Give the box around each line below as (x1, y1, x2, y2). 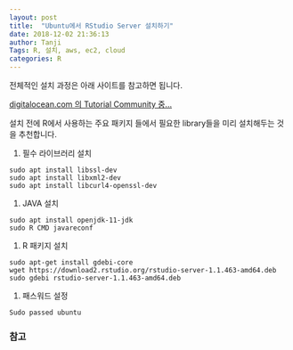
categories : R (9, 54, 62, 63)
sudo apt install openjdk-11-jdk (9, 216, 134, 224)
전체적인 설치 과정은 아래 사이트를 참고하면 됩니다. (9, 80, 183, 90)
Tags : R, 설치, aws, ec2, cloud (9, 46, 126, 55)
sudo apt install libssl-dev (9, 166, 118, 175)
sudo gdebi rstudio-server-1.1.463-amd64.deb (9, 273, 181, 282)
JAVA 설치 (21, 198, 60, 208)
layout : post (9, 12, 58, 22)
